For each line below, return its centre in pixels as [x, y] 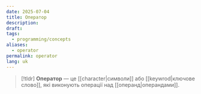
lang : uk [17, 61]
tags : [13, 34]
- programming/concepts [41, 39]
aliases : [17, 45]
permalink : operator [32, 56]
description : [22, 23]
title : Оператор [26, 17]
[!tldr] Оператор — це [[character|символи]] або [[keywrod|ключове [108, 79]
